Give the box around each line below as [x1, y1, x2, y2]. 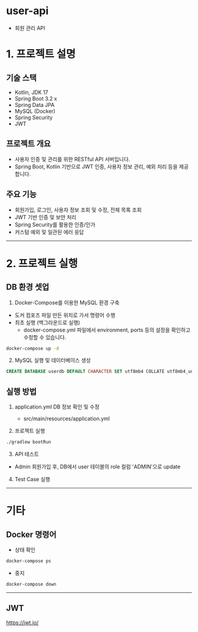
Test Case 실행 [14, 476, 51, 482]
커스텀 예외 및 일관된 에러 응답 [14, 228, 84, 235]
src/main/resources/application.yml [23, 415, 110, 422]
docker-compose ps [6, 558, 51, 564]
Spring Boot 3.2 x [14, 95, 57, 102]
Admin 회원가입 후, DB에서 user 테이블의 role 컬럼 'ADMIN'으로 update [14, 463, 181, 470]
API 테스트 [14, 450, 39, 458]
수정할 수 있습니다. [23, 333, 67, 341]
